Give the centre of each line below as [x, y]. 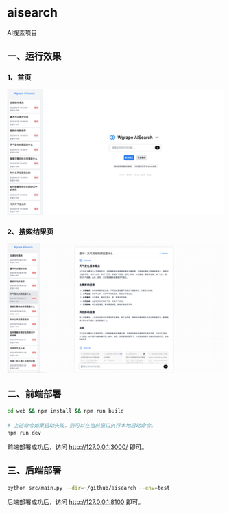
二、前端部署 [34, 394]
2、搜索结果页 [31, 232]
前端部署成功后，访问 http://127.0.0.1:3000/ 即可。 [77, 447]
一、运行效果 [34, 56]
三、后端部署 [34, 471]
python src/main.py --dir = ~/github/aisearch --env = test [88, 488]
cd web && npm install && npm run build [66, 411]
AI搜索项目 [22, 32]
